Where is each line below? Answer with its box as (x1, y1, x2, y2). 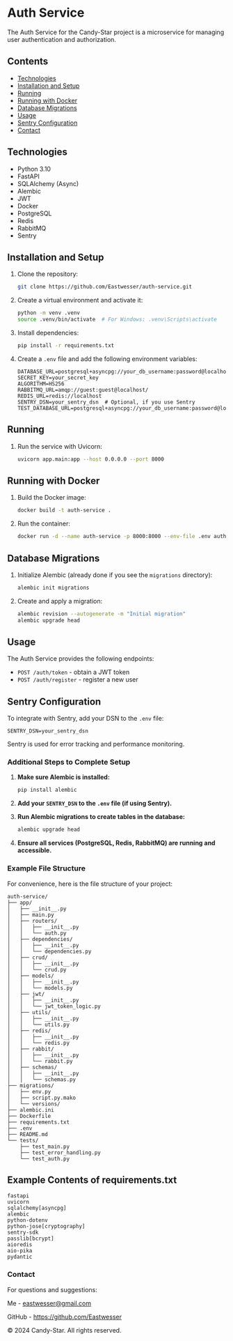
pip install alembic (17, 786, 77, 794)
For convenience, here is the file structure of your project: (7, 880, 172, 888)
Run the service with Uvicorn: (17, 442, 103, 450)
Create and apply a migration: (17, 597, 103, 605)
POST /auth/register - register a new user (17, 675, 138, 684)
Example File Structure (7, 864, 86, 873)
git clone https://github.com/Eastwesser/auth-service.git (17, 284, 193, 291)
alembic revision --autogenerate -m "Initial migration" (17, 610, 186, 618)
